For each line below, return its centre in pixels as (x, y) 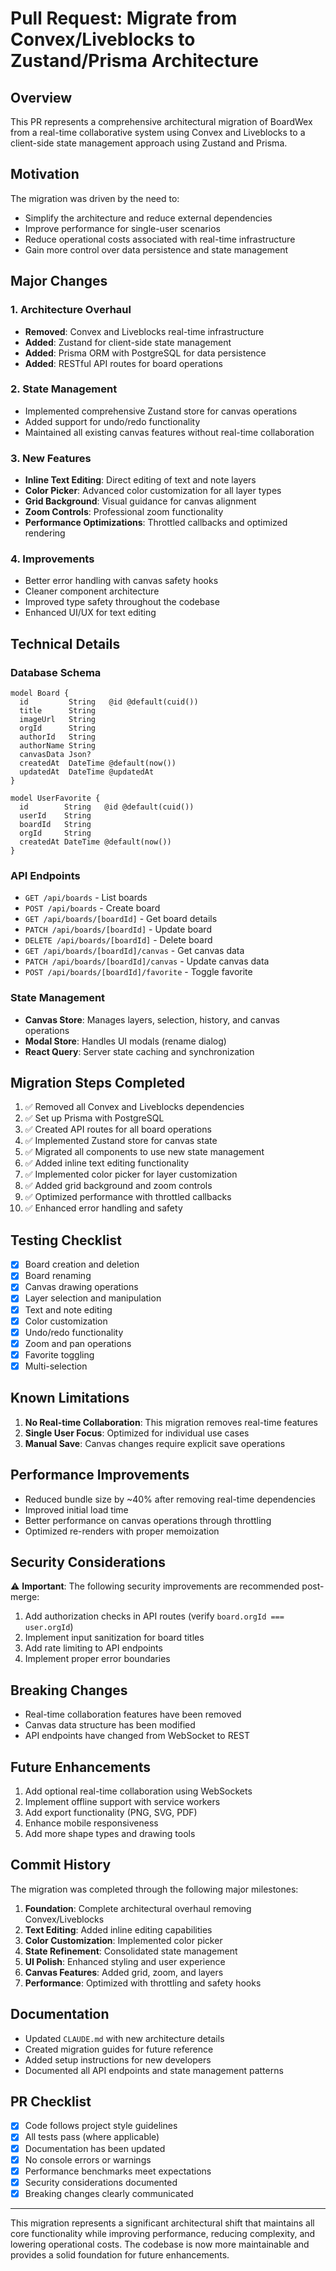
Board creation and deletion (82, 1264)
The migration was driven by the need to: (95, 198)
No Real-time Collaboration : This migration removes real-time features (171, 1422)
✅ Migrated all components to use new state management (144, 1152)
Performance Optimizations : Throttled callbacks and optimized (156, 523)
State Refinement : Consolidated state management (131, 1951)
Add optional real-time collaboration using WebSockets (138, 1791)
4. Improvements (52, 559)
